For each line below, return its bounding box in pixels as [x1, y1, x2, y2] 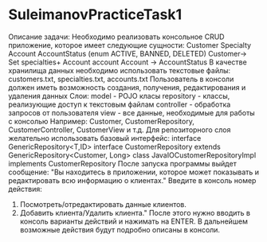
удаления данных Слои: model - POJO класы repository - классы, [8, 91, 230, 100]
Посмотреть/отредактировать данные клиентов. [19, 199, 187, 209]
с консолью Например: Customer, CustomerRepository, [8, 116, 195, 126]
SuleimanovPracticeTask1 [8, 6, 182, 24]
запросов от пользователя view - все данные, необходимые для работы [8, 107, 255, 117]
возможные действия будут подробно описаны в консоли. [19, 224, 221, 234]
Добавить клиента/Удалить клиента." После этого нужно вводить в [19, 208, 251, 217]
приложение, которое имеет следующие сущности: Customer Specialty [8, 40, 252, 49]
